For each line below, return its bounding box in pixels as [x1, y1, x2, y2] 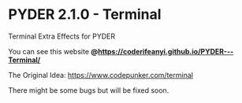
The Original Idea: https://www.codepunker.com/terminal [8, 70, 193, 79]
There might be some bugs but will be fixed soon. [8, 85, 169, 95]
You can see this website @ [8, 46, 99, 56]
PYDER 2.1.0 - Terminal [8, 6, 162, 24]
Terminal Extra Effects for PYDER [8, 31, 116, 41]
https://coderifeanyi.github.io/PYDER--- [97, 46, 234, 56]
